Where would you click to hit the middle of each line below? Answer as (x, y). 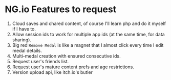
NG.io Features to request (61, 9)
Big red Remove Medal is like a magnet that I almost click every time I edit (88, 45)
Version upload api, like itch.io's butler (52, 72)
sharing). (22, 40)
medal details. (27, 50)
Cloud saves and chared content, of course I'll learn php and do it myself (89, 23)
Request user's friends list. (40, 61)
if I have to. (24, 29)
